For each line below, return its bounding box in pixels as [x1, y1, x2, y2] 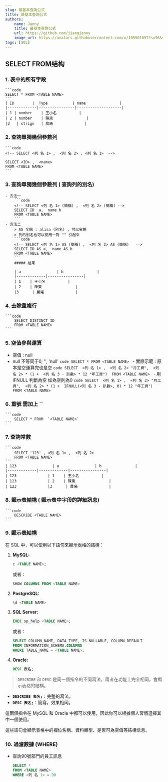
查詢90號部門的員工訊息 [12, 753, 62, 759]
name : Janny [14, 21, 39, 27]
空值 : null [12, 352, 33, 358]
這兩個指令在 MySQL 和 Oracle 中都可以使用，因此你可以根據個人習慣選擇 [5, 710, 157, 716]
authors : [5, 17, 23, 22]
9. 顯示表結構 [5, 529, 37, 536]
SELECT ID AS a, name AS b [14, 247, 72, 252]
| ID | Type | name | [5, 101, 122, 106]
